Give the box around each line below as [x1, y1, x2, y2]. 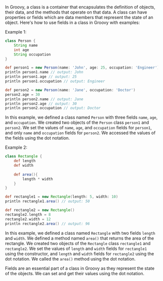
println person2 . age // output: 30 [5, 101, 77, 106]
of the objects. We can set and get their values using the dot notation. [5, 270, 145, 276]
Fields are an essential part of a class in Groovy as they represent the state [5, 265, 155, 271]
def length [14, 158, 36, 163]
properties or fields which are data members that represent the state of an [5, 15, 154, 20]
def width [14, 163, 34, 168]
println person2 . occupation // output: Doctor [5, 105, 101, 111]
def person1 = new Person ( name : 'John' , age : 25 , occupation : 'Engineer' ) [5, 65, 160, 70]
